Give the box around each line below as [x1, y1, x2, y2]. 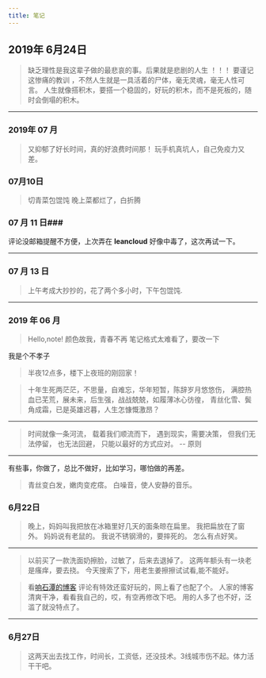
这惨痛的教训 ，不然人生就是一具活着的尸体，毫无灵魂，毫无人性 [27, 75, 238, 85]
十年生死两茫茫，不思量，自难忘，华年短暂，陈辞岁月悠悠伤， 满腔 [27, 384, 245, 394]
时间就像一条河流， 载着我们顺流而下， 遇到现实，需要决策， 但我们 [27, 429, 249, 438]
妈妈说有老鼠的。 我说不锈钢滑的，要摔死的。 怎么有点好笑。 [43, 531, 242, 541]
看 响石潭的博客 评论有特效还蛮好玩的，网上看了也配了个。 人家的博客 [27, 583, 254, 592]
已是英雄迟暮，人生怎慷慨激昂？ [55, 404, 160, 414]
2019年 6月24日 [8, 43, 87, 56]
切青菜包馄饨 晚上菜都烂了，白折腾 [27, 195, 141, 205]
